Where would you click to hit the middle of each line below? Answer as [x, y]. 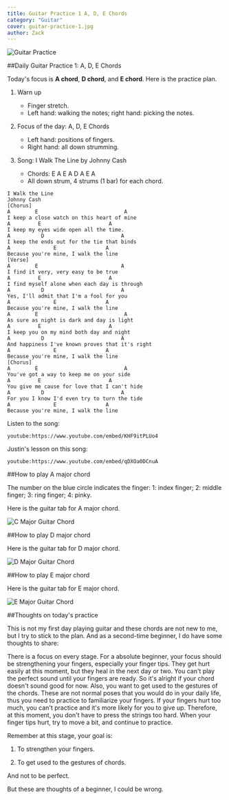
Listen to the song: [33, 424]
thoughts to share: [33, 643]
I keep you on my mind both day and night [69, 332]
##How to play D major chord [49, 535]
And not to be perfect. [39, 776]
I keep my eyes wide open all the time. [66, 230]
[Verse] [18, 260]
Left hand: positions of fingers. [71, 140]
